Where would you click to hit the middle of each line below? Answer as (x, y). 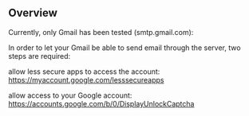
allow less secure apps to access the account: (84, 72)
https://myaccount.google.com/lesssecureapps (86, 79)
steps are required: (40, 56)
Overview (33, 13)
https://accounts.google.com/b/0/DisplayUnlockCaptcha (101, 103)
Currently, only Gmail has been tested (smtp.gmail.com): (101, 32)
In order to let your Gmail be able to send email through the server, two (125, 48)
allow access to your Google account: (70, 95)
